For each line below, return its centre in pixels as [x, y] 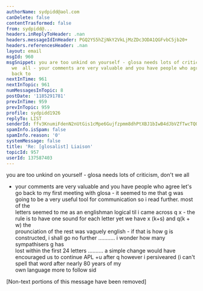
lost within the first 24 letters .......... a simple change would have [95, 251]
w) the [23, 225]
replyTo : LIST [24, 118]
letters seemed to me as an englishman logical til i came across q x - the [105, 213]
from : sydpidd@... [29, 29]
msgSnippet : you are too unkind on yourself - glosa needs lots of [93, 62]
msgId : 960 [20, 57]
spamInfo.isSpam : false [36, 130]
